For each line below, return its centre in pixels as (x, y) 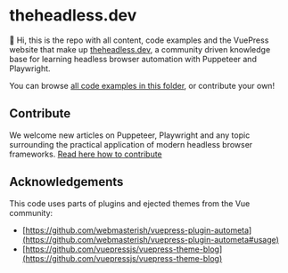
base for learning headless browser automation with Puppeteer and (133, 59)
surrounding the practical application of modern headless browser (131, 144)
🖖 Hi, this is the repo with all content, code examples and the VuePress (139, 40)
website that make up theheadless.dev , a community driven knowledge (140, 49)
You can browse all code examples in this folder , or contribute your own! (142, 85)
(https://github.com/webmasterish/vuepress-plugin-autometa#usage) (150, 239)
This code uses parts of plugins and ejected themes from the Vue (130, 203)
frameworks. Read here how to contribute (86, 154)
